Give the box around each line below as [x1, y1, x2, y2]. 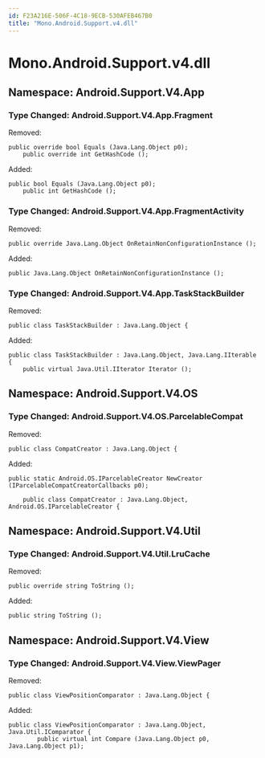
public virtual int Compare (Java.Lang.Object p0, [37, 736, 210, 744]
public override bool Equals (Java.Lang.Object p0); [8, 144, 189, 152]
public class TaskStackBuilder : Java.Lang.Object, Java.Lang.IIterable [8, 351, 257, 359]
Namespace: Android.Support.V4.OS [8, 387, 198, 401]
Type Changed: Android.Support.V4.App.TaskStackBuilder [8, 287, 245, 299]
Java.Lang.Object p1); [8, 742, 84, 751]
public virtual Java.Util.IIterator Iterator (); [22, 365, 193, 373]
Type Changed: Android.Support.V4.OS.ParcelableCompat [8, 411, 243, 422]
